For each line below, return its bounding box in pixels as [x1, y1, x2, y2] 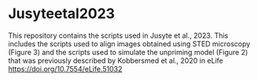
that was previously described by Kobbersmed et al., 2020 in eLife [8, 56, 224, 65]
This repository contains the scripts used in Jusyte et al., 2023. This [8, 31, 229, 40]
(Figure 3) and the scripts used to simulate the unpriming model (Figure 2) [8, 47, 249, 57]
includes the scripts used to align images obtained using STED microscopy [8, 39, 251, 48]
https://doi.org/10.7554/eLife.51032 [8, 64, 123, 73]
